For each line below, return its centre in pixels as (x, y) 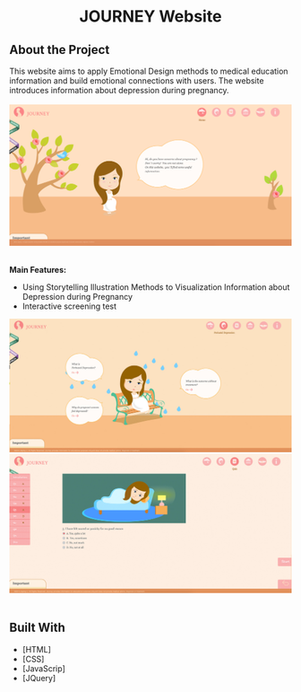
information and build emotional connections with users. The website (137, 81)
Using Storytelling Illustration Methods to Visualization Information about (156, 287)
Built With (37, 628)
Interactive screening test (69, 306)
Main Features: (38, 270)
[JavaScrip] (43, 668)
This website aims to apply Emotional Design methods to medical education (149, 71)
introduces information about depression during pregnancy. (120, 90)
